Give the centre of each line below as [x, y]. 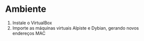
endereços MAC [29, 33]
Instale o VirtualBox [32, 23]
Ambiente [26, 9]
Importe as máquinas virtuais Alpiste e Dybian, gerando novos [75, 28]
